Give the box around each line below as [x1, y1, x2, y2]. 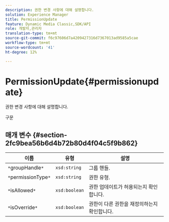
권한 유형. [89, 174, 111, 181]
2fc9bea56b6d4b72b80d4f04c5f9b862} [5, 139, 138, 147]
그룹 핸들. [89, 164, 111, 172]
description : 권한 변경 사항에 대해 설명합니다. [5, 7, 95, 13]
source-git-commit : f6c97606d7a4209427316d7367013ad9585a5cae [5, 36, 138, 41]
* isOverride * [8, 204, 38, 211]
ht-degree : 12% [5, 49, 37, 54]
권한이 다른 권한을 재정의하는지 [89, 200, 158, 207]
